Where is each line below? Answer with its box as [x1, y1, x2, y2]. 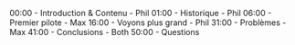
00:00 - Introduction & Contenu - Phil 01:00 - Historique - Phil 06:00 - [9, 8, 272, 18]
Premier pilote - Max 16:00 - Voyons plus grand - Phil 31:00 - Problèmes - [9, 17, 287, 28]
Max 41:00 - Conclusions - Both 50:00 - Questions [9, 27, 200, 37]
